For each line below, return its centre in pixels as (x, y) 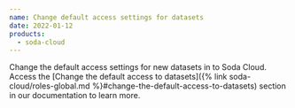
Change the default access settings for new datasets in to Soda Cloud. (138, 67)
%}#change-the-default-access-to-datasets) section (189, 86)
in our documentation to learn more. (75, 96)
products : (27, 34)
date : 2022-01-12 (41, 26)
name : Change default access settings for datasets (106, 17)
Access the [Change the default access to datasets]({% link (118, 77)
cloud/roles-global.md (50, 86)
